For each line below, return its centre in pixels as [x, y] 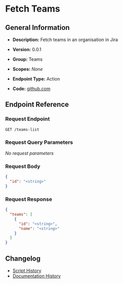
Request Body [23, 166]
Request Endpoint [27, 119]
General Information [38, 28]
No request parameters [29, 153]
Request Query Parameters [39, 142]
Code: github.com [31, 89]
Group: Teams [27, 59]
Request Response [29, 199]
